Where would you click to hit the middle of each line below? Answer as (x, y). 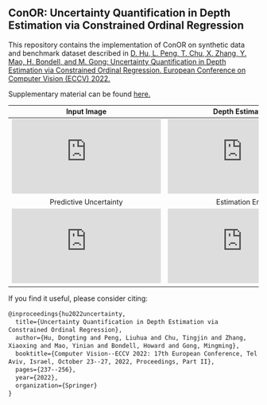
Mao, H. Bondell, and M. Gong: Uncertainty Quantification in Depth (117, 61)
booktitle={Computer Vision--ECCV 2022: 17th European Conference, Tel (137, 353)
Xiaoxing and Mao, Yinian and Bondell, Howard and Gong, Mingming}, (124, 345)
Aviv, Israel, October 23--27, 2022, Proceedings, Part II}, (112, 361)
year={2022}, (37, 377)
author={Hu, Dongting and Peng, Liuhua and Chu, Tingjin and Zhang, (131, 337)
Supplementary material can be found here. (79, 94)
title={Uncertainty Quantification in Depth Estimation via (117, 321)
